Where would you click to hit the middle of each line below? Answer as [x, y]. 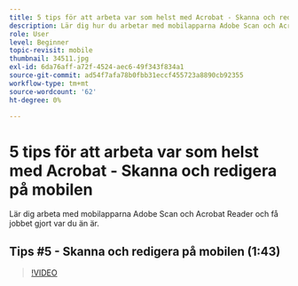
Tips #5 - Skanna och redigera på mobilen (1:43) [145, 251]
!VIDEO [44, 273]
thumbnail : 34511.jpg [49, 59]
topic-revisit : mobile [51, 51]
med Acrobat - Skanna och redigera [143, 171]
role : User [29, 34]
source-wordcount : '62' [53, 91]
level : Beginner [39, 42]
